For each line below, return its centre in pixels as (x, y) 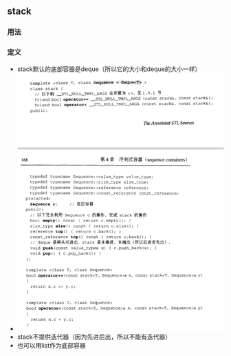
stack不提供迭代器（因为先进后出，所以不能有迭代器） (94, 337)
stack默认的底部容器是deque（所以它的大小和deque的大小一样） (109, 69)
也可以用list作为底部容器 (51, 346)
